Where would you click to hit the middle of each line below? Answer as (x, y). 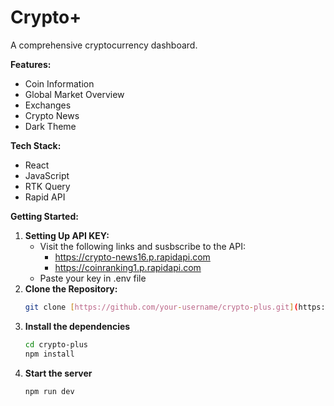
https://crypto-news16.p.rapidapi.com (132, 257)
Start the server (58, 373)
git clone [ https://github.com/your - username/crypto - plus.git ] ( (161, 307)
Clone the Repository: (71, 288)
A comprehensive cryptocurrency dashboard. (104, 45)
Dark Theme (50, 126)
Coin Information (59, 83)
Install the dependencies (77, 326)
